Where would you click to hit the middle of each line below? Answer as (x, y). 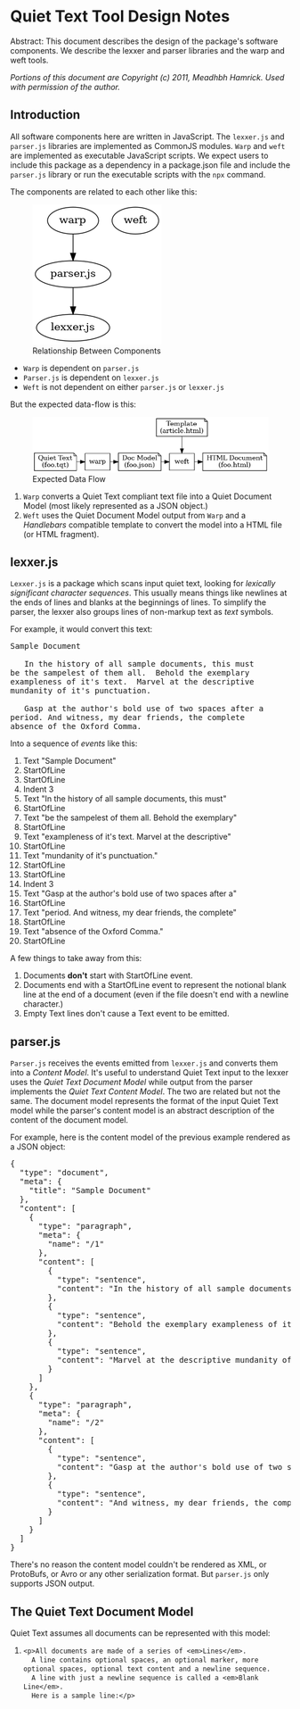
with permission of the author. (65, 87)
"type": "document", (64, 1173)
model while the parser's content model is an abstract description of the (142, 1111)
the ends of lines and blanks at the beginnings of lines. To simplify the (138, 602)
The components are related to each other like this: (104, 191)
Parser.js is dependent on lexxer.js (91, 377)
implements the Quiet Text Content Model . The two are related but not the (146, 1091)
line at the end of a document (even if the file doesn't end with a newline (156, 995)
